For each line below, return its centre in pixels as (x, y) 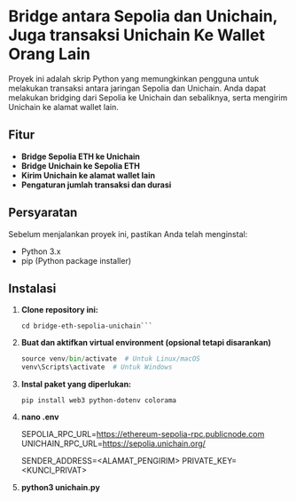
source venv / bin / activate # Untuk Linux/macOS (110, 359)
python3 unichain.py (61, 488)
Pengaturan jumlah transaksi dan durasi (96, 185)
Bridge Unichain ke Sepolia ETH (81, 165)
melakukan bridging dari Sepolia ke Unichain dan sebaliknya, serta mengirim (148, 97)
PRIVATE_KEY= (210, 461)
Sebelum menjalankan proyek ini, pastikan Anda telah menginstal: (128, 234)
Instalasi (32, 288)
